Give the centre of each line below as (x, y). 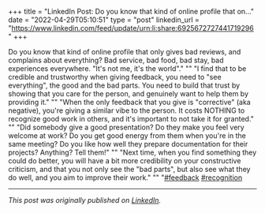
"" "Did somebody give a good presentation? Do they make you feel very (126, 127)
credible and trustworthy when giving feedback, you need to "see (115, 77)
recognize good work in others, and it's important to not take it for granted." (131, 119)
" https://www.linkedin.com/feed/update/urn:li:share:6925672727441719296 (131, 28)
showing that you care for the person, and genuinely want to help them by (129, 93)
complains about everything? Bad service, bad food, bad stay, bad (116, 60)
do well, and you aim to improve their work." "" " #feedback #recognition (125, 177)
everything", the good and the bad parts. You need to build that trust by (124, 85)
